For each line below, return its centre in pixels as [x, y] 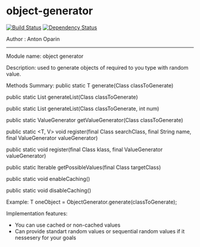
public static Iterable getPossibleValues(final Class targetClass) [84, 167]
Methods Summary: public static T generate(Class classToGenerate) [90, 85]
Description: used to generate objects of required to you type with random [97, 67]
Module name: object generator [45, 56]
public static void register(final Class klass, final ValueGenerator [85, 149]
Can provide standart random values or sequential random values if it [100, 231]
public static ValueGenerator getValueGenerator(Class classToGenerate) [95, 120]
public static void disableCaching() [49, 190]
